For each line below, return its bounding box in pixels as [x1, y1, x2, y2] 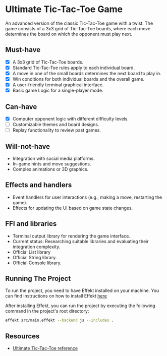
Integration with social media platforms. [12, 155, 95, 161]
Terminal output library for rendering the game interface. [12, 233, 130, 239]
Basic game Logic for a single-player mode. [12, 87, 103, 94]
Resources [5, 332, 40, 340]
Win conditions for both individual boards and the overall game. [12, 76, 145, 82]
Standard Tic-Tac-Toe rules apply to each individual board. [12, 65, 135, 71]
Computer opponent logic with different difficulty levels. [12, 115, 129, 122]
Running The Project [5, 274, 71, 283]
